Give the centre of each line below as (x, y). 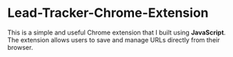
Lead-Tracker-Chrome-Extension (108, 13)
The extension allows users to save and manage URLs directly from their (114, 39)
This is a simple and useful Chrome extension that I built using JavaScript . (116, 32)
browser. (20, 47)
